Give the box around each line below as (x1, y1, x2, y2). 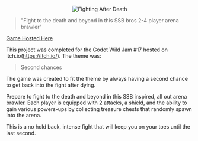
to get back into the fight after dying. (6, 81, 96, 88)
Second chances (20, 64, 62, 71)
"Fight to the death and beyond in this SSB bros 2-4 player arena (20, 17, 179, 24)
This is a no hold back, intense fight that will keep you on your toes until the (6, 123, 191, 130)
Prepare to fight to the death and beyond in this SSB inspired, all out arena (6, 93, 187, 100)
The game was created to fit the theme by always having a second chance (6, 76, 189, 82)
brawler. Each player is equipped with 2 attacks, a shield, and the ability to (6, 99, 187, 106)
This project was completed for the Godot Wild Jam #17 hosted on (6, 46, 168, 53)
